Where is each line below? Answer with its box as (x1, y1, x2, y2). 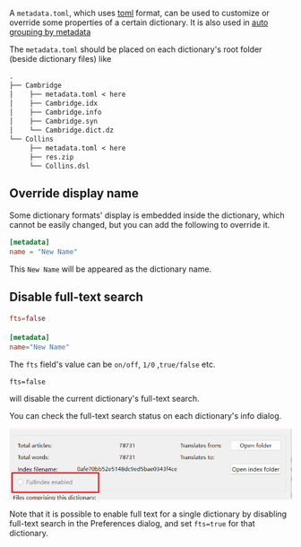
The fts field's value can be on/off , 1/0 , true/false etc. (9, 359, 216, 369)
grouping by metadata (9, 27, 91, 37)
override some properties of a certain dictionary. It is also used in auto (9, 17, 269, 28)
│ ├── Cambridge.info (9, 108, 102, 117)
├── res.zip (29, 152, 74, 161)
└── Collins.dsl (29, 161, 90, 170)
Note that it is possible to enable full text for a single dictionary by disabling (9, 508, 288, 519)
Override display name (9, 186, 139, 201)
